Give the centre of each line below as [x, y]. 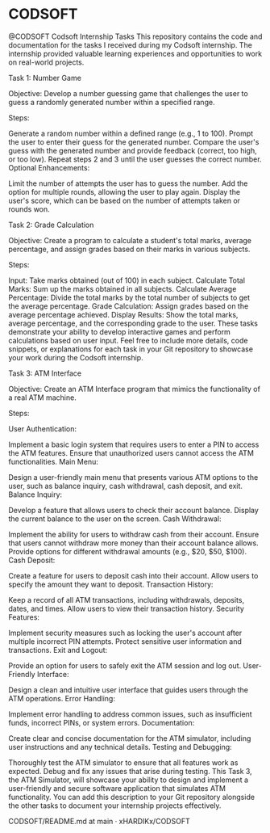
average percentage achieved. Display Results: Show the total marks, [123, 314]
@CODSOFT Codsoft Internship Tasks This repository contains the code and [135, 36]
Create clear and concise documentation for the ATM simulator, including [130, 738]
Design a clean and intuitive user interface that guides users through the [128, 690]
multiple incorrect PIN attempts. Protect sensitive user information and [125, 641]
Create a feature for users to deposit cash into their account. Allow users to [133, 575]
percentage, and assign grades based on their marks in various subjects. [129, 249]
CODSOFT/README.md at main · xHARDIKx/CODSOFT [100, 821]
